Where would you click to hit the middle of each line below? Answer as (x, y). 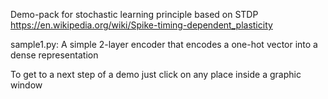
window (26, 85)
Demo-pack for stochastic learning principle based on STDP (134, 14)
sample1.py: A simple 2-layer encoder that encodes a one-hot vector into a (164, 44)
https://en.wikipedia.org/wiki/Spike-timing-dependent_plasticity (141, 25)
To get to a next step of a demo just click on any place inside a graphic (156, 74)
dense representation (54, 55)
